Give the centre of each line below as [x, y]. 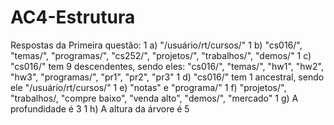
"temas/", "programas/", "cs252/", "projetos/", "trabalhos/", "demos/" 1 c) [161, 55]
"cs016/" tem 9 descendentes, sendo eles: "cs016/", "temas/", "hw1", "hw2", [167, 66]
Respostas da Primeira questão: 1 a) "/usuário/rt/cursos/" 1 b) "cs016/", [156, 45]
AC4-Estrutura [73, 17]
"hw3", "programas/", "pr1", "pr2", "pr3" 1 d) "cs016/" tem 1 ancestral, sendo [167, 77]
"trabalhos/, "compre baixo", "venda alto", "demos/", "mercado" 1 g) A [154, 98]
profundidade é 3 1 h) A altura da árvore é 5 [100, 108]
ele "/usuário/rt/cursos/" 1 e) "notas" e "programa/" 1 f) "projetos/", [148, 87]
